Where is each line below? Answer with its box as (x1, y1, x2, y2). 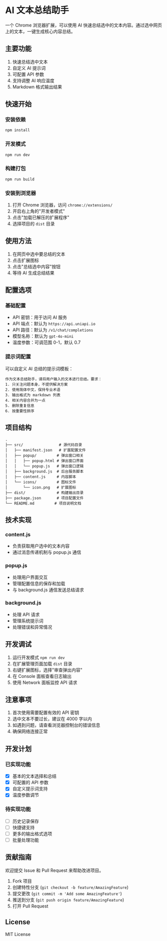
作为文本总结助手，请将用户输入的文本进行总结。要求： (5, 376, 102, 381)
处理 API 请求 (12, 611, 40, 617)
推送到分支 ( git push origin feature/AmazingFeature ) (12, 896, 124, 902)
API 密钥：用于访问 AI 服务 (12, 314, 67, 321)
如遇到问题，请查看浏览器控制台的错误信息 (12, 722, 100, 728)
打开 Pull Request (12, 903, 48, 909)
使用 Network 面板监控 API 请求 (12, 679, 77, 685)
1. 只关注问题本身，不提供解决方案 (5, 382, 68, 387)
